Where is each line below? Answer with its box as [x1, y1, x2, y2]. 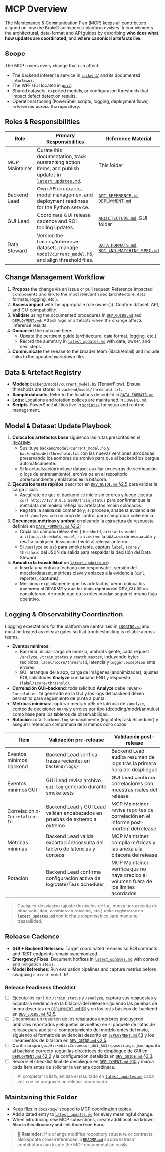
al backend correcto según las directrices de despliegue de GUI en [12, 1048, 148, 1054]
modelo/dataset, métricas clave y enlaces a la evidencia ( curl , [19, 570, 146, 576]
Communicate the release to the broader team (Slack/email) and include [12, 348, 160, 354]
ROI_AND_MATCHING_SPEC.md [98, 248, 159, 253]
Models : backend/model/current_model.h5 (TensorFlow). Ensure [12, 381, 141, 387]
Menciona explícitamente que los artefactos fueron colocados [19, 581, 145, 586]
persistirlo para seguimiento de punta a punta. [12, 696, 106, 701]
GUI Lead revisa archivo [46, 777, 101, 784]
